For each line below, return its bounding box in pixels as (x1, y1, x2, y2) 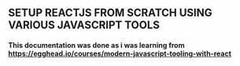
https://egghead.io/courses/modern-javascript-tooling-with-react (8, 49, 232, 58)
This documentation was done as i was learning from (8, 40, 185, 49)
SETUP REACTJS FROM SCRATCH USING (8, 6, 212, 20)
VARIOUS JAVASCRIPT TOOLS (8, 19, 160, 32)
